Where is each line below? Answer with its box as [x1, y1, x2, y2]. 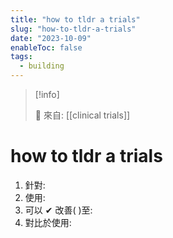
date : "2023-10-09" [10, 33, 92, 43]
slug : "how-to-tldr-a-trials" [10, 24, 137, 34]
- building [19, 61, 65, 71]
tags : [10, 52, 33, 62]
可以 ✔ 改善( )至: [24, 204, 93, 216]
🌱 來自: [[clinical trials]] [34, 109, 131, 121]
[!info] [34, 89, 60, 100]
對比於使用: [24, 216, 72, 228]
